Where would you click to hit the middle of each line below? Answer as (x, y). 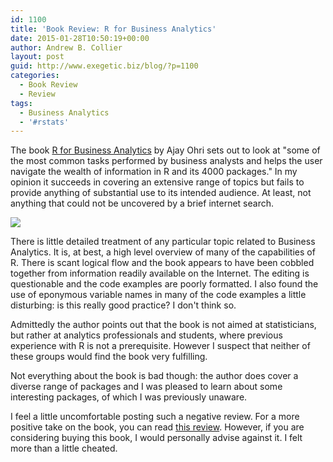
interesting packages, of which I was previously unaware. (129, 397)
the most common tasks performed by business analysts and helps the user (166, 161)
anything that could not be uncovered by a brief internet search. (142, 203)
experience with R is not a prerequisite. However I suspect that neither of (160, 346)
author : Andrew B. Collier (66, 47)
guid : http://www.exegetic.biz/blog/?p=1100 (104, 66)
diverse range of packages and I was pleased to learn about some (146, 387)
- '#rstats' (44, 122)
